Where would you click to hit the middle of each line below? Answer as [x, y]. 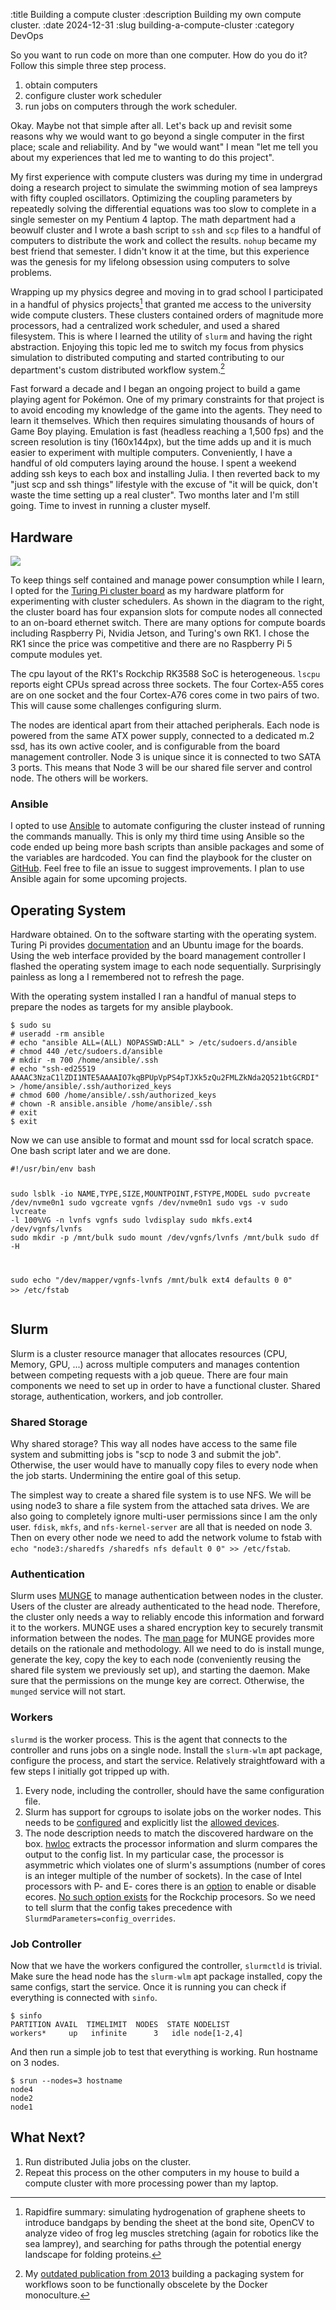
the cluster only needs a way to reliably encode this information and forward [167, 1617]
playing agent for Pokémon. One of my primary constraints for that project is [167, 400]
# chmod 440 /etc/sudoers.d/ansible [86, 1052]
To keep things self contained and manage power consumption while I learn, [167, 580]
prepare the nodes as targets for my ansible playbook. [122, 1007]
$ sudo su [31, 1025]
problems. [31, 272]
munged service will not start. [68, 1691]
